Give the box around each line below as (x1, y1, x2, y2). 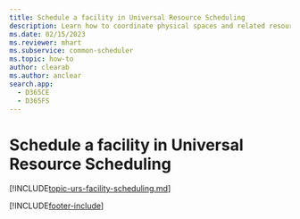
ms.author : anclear (9, 72, 82, 80)
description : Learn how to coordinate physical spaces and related (9, 21, 266, 30)
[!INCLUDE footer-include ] (9, 200, 104, 211)
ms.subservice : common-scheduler (9, 46, 134, 55)
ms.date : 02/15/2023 (9, 29, 87, 38)
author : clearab (9, 63, 70, 72)
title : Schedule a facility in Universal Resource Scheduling (9, 13, 246, 22)
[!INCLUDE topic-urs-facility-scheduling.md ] (9, 183, 171, 194)
